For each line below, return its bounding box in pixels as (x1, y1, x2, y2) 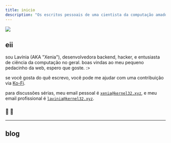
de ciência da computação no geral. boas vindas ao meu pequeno (5, 60, 144, 66)
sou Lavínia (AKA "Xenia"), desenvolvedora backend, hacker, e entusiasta (5, 54, 160, 60)
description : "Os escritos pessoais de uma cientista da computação (5, 12, 154, 17)
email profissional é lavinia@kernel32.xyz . (5, 95, 94, 102)
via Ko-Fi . (5, 80, 25, 87)
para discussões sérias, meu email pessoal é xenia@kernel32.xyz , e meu (5, 90, 157, 96)
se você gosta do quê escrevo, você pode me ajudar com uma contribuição (5, 75, 164, 81)
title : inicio (5, 7, 36, 13)
